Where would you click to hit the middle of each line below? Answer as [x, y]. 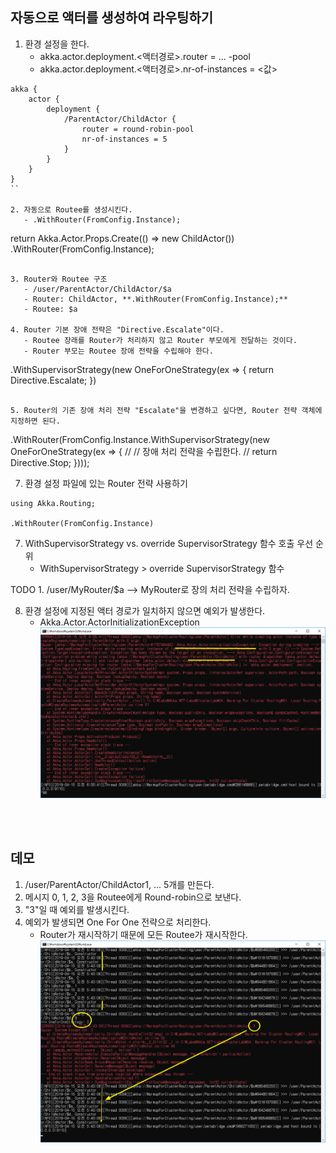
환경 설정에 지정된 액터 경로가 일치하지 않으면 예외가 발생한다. [145, 610]
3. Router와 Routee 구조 [59, 279]
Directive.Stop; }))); [50, 462]
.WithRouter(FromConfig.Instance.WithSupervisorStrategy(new [140, 439]
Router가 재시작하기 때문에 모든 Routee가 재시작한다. [143, 934]
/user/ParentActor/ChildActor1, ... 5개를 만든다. [119, 884]
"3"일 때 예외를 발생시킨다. [77, 909]
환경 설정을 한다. [57, 44]
